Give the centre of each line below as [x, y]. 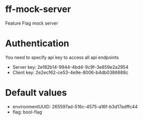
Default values [36, 93]
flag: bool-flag [27, 112]
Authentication [37, 43]
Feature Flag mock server [32, 23]
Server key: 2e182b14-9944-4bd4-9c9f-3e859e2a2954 [70, 67]
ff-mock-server [38, 9]
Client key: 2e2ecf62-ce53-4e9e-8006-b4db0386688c [70, 72]
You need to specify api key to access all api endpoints [62, 57]
